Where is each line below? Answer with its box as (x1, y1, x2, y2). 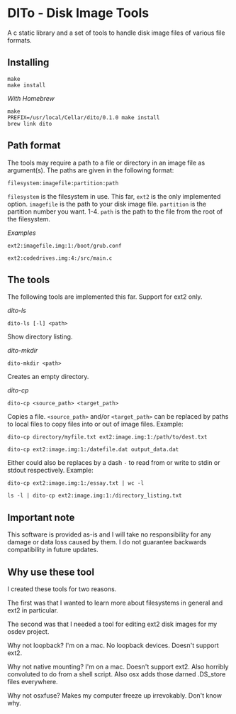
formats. (7, 35, 32, 44)
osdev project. (7, 627, 50, 636)
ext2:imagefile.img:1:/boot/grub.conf (7, 242, 122, 249)
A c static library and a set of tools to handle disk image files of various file (7, 28, 225, 37)
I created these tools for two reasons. (7, 585, 117, 593)
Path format (7, 140, 61, 152)
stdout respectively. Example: (7, 466, 94, 475)
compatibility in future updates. (7, 545, 99, 554)
